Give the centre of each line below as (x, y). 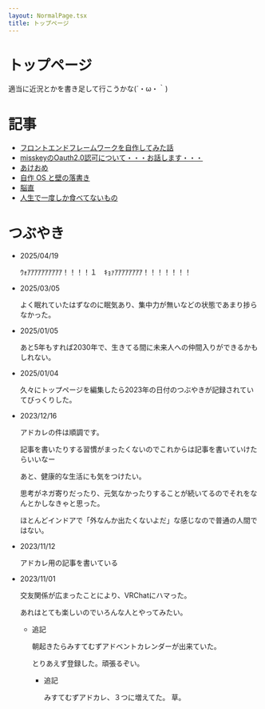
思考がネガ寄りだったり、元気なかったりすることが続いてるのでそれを (135, 494)
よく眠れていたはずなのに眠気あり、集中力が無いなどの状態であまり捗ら (138, 305)
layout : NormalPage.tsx (48, 16)
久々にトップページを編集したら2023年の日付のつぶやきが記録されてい (136, 390)
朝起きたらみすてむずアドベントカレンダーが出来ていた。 (126, 647)
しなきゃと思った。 (73, 503)
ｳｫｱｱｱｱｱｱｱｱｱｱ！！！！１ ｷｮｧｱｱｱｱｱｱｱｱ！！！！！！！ (105, 272)
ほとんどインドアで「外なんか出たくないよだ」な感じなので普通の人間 (135, 520)
